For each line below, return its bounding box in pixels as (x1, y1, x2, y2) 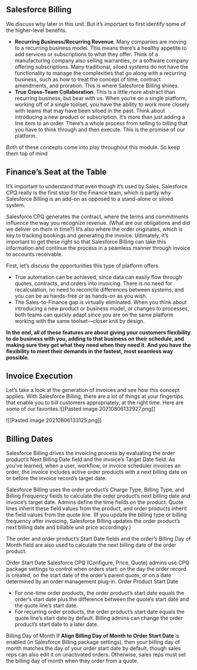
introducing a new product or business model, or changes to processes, (14, 305, 189, 312)
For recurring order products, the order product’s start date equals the (14, 608, 185, 616)
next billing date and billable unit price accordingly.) (6, 524, 131, 531)
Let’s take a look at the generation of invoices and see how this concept (6, 387, 180, 394)
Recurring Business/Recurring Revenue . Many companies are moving (14, 38, 187, 45)
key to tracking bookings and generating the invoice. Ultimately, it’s (6, 231, 169, 238)
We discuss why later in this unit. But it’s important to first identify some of (6, 20, 186, 27)
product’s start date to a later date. (14, 621, 99, 628)
